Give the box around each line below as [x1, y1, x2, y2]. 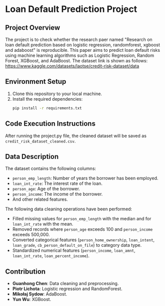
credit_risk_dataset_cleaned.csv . [5, 138, 76, 144]
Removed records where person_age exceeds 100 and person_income [12, 226, 153, 232]
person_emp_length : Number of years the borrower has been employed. [12, 175, 159, 181]
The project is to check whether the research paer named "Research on [5, 36, 153, 42]
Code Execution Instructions [5, 120, 96, 128]
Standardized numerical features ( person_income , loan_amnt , [12, 248, 136, 254]
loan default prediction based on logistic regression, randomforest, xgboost [5, 42, 161, 48]
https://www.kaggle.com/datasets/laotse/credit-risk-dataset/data [5, 63, 140, 69]
